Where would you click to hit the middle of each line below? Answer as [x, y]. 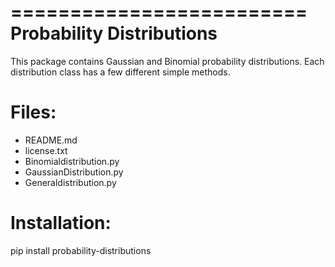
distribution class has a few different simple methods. [120, 72]
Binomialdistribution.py [72, 161]
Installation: [61, 223]
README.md [51, 140]
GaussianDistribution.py [74, 172]
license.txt [46, 150]
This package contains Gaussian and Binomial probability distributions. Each [167, 61]
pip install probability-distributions [81, 250]
